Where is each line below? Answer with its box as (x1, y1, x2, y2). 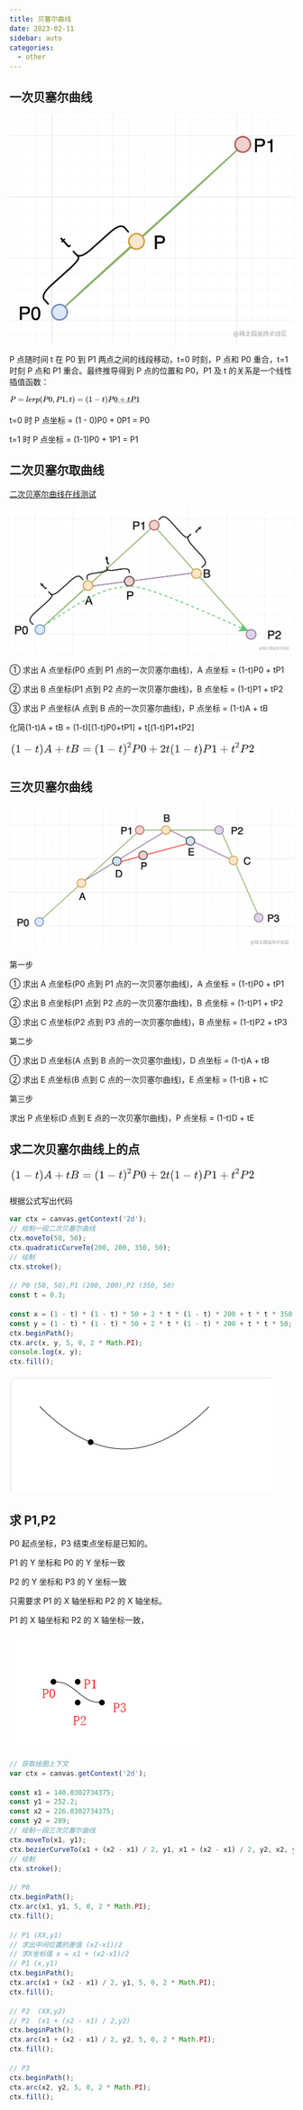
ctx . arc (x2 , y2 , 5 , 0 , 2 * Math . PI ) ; (9, 2083, 151, 2092)
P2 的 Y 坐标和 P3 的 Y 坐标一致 (9, 1576, 127, 1587)
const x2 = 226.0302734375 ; (9, 1807, 115, 1816)
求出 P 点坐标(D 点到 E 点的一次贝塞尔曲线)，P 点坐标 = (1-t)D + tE (9, 1113, 255, 1124)
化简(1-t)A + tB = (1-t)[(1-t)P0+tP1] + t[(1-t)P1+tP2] (9, 722, 195, 733)
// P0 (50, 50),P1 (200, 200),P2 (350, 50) (9, 1281, 176, 1290)
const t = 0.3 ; (9, 1290, 67, 1300)
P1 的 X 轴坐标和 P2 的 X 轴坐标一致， (9, 1614, 149, 1625)
